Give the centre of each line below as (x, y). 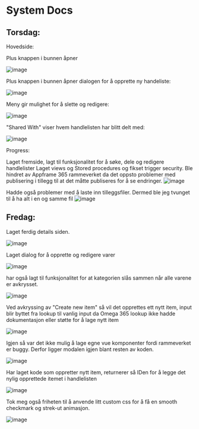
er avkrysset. (22, 284)
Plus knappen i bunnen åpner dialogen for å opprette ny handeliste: (89, 81)
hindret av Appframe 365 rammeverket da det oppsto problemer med (91, 174)
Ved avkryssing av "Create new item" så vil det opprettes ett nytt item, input (99, 307)
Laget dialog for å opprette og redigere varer (61, 255)
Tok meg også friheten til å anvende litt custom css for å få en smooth (91, 402)
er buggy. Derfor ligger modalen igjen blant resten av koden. (80, 349)
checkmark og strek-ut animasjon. (48, 408)
